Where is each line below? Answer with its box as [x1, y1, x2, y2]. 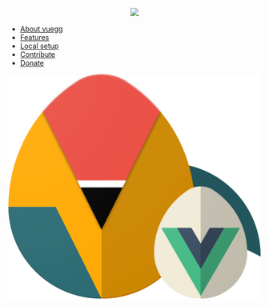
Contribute [19, 50, 56, 59]
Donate [19, 59, 45, 67]
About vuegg [19, 24, 63, 34]
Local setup [19, 41, 59, 50]
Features [19, 33, 50, 42]
